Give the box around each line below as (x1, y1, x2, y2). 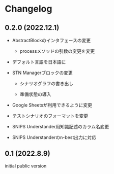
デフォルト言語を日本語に (12, 59, 66, 65)
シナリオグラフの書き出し (19, 81, 74, 86)
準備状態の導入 (19, 91, 51, 97)
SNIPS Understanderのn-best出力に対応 (12, 134, 97, 140)
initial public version (5, 163, 47, 169)
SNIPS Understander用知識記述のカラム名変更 (12, 124, 109, 129)
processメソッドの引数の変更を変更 (19, 48, 95, 54)
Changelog (5, 3, 52, 15)
